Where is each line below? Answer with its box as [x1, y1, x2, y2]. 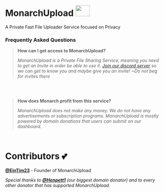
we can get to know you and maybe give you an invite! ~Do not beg [17, 68, 157, 74]
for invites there [17, 73, 50, 79]
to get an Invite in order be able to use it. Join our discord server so [17, 63, 156, 69]
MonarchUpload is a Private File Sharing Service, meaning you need [17, 57, 159, 63]
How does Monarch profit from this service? [17, 98, 111, 104]
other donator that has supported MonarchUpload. [5, 183, 110, 189]
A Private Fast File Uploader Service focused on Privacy [5, 24, 121, 30]
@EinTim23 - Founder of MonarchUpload [5, 168, 91, 174]
